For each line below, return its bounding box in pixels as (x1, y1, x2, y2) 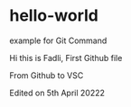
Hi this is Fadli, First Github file (9, 52, 123, 63)
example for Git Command (9, 35, 108, 46)
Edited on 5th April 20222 (9, 87, 106, 98)
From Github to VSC (9, 69, 84, 81)
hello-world (9, 5, 99, 26)
